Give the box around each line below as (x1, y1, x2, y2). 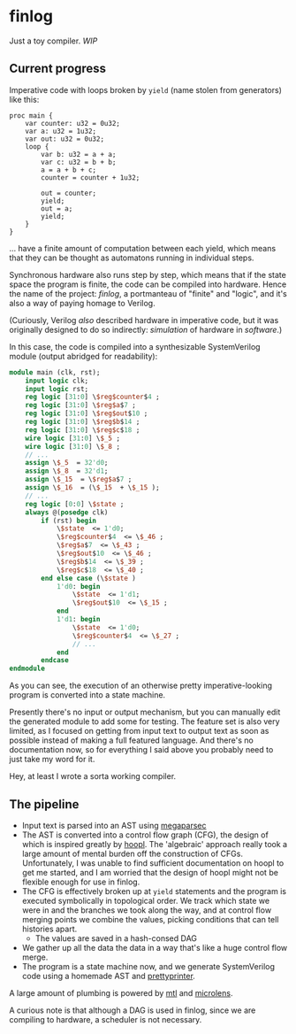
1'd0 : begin (56, 582, 101, 590)
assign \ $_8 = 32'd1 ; (25, 467, 109, 475)
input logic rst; (25, 384, 89, 393)
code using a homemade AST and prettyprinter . (21, 970, 196, 981)
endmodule (9, 664, 46, 674)
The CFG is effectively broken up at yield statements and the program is (21, 885, 287, 896)
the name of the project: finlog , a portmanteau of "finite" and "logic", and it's (9, 288, 287, 298)
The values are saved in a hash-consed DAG (34, 932, 197, 944)
